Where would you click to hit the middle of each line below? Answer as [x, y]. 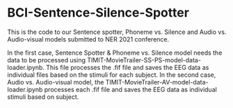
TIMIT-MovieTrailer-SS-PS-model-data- [144, 60]
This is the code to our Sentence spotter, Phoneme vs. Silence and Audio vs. [117, 32]
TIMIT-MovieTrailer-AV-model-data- [157, 82]
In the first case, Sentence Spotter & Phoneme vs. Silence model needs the [115, 53]
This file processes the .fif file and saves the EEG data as [128, 67]
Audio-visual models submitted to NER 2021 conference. [88, 39]
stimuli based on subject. [43, 97]
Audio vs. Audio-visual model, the [56, 82]
